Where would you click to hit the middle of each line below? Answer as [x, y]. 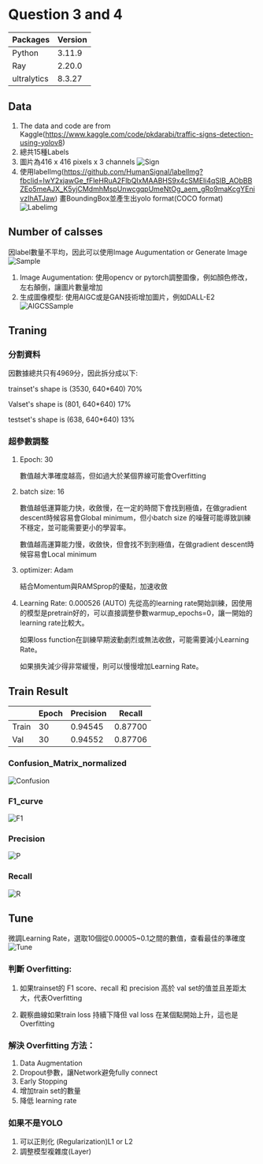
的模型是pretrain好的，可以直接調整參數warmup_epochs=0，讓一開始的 [136, 613]
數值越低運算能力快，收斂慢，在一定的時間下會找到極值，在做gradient [133, 508]
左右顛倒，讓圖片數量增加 [61, 287]
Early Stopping [44, 1081]
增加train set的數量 [50, 1091]
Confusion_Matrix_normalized [68, 764]
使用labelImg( [42, 171]
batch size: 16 [42, 491]
